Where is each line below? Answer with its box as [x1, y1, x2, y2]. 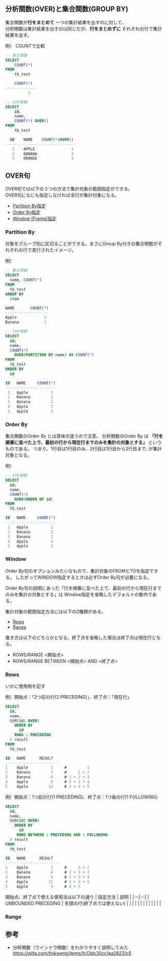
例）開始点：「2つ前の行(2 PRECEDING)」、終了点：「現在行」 [5, 694, 132, 700]
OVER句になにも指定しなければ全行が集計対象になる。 [5, 192, 120, 198]
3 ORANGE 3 [12, 156, 74, 161]
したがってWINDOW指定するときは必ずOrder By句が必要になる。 [15, 574, 152, 580]
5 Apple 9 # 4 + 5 [5, 884, 81, 889]
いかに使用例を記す [5, 683, 46, 689]
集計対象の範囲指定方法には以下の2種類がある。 [5, 608, 106, 615]
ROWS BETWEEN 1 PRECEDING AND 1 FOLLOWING [16, 832, 108, 838]
